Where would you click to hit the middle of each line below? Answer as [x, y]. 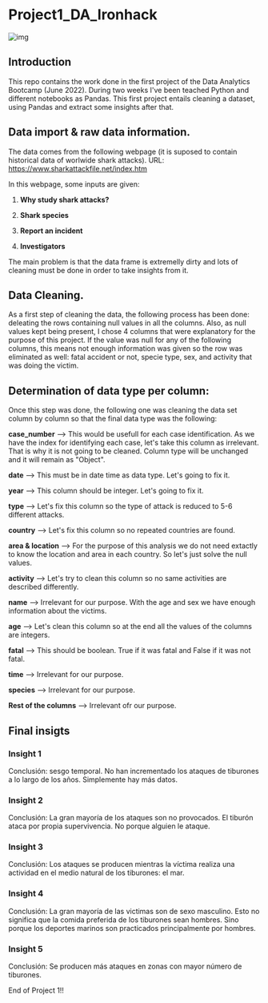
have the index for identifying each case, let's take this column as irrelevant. [134, 443]
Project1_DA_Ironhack [83, 15]
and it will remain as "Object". [57, 460]
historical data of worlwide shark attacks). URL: [86, 160]
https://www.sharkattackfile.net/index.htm [78, 168]
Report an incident [51, 231]
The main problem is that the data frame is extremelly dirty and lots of [123, 261]
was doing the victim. [44, 365]
